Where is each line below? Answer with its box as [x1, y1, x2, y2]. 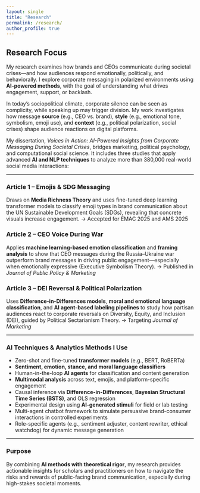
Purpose [6, 447, 32, 455]
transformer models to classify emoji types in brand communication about [6, 203, 187, 210]
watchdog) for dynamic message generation [14, 427, 124, 434]
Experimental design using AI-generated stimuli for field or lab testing [14, 401, 188, 408]
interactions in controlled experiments [14, 414, 108, 421]
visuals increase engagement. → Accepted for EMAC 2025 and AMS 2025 [6, 215, 189, 222]
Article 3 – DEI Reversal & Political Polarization [6, 284, 142, 292]
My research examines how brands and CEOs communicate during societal [6, 63, 191, 70]
